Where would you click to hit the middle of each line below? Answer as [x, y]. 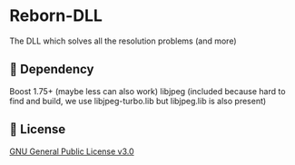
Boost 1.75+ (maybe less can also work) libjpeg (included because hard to [147, 91]
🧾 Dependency [52, 69]
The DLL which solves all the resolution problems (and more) [123, 41]
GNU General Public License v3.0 [72, 151]
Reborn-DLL [56, 16]
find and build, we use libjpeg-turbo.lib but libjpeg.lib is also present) [138, 101]
